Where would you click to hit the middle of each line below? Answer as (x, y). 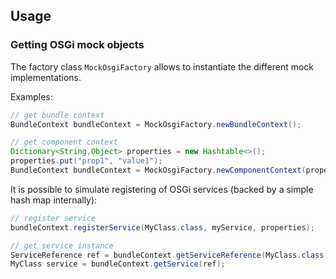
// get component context (64, 142)
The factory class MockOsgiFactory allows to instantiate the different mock (162, 66)
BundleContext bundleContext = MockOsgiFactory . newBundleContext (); (156, 124)
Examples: (31, 96)
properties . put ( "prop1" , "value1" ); (86, 161)
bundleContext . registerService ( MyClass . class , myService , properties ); (162, 227)
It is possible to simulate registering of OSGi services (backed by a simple (162, 189)
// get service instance (62, 245)
